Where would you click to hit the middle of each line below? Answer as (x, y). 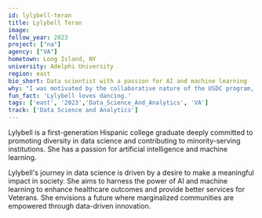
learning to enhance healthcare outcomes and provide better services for (127, 189)
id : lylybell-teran (40, 15)
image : (19, 30)
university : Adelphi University (61, 67)
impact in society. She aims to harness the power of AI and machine (118, 181)
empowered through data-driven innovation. (80, 206)
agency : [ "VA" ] (33, 52)
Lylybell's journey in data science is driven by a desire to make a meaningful (131, 173)
